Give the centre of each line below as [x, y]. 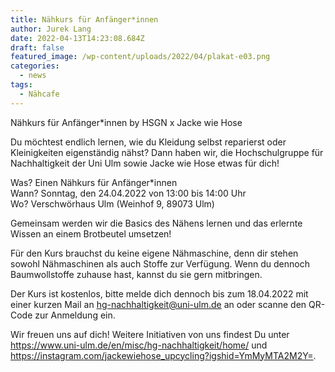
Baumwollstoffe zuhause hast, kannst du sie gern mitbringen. [136, 274]
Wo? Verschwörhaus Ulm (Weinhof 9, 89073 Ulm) [112, 203]
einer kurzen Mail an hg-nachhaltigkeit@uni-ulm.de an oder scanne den [158, 304]
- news [33, 76]
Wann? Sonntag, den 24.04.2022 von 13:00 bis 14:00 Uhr [128, 193]
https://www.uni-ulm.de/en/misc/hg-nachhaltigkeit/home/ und [139, 345]
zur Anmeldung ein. [75, 315]
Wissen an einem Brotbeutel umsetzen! [91, 233]
